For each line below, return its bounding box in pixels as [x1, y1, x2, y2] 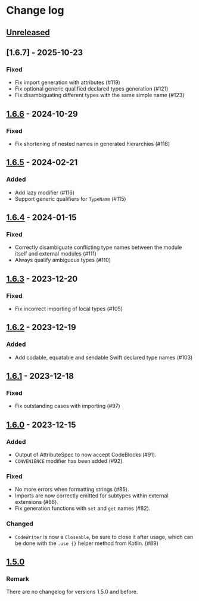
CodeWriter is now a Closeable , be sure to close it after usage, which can [14, 533, 194, 540]
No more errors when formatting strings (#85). [14, 486, 129, 493]
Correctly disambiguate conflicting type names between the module [14, 244, 182, 251]
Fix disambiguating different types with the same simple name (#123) [14, 92, 185, 99]
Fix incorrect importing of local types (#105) [14, 305, 123, 313]
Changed [6, 519, 34, 528]
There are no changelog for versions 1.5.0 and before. [6, 588, 138, 596]
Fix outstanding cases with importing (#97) [14, 403, 120, 410]
